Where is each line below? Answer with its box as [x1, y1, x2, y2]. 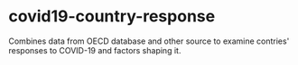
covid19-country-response [8, 6, 216, 27]
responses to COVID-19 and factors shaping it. [8, 45, 182, 55]
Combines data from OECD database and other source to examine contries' [8, 36, 290, 46]
